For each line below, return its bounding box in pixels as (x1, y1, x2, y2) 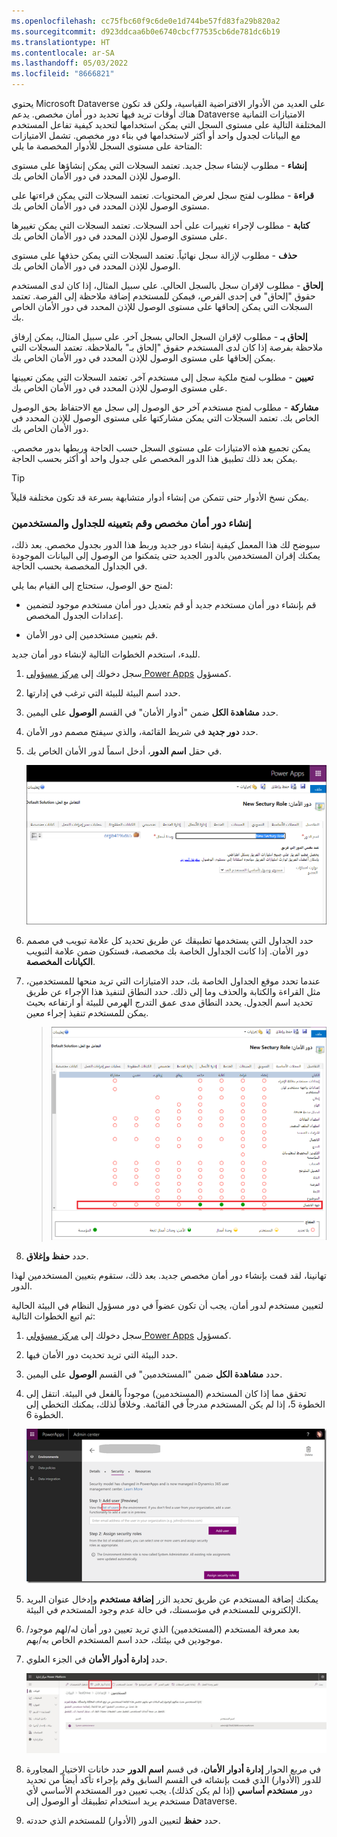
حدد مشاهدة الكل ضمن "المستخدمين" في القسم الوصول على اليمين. (25, 1368, 283, 1380)
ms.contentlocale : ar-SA (11, 48, 115, 58)
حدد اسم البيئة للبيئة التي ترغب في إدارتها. (25, 687, 181, 699)
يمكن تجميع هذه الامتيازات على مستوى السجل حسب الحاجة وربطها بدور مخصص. (11, 442, 311, 454)
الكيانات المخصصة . (25, 955, 96, 967)
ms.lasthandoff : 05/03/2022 (11, 58, 129, 69)
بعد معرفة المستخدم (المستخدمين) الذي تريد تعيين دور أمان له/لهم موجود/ (25, 1623, 300, 1635)
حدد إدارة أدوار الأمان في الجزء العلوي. (25, 1653, 168, 1665)
